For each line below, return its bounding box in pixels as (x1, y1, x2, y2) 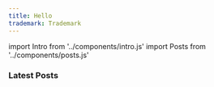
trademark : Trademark (8, 19, 82, 27)
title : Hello (8, 11, 53, 20)
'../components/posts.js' (8, 50, 89, 60)
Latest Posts (8, 70, 59, 81)
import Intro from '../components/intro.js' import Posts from (8, 41, 207, 51)
